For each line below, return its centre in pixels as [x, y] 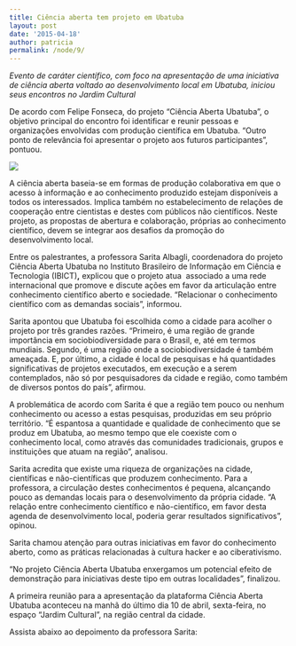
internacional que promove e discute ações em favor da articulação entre [143, 286]
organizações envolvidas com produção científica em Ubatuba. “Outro [138, 130]
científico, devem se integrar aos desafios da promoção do [117, 231]
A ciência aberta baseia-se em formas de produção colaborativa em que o [145, 184]
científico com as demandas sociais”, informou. [96, 304]
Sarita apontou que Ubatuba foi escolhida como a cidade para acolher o [141, 321]
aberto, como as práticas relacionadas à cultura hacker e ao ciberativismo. [145, 552]
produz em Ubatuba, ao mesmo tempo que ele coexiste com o [123, 433]
